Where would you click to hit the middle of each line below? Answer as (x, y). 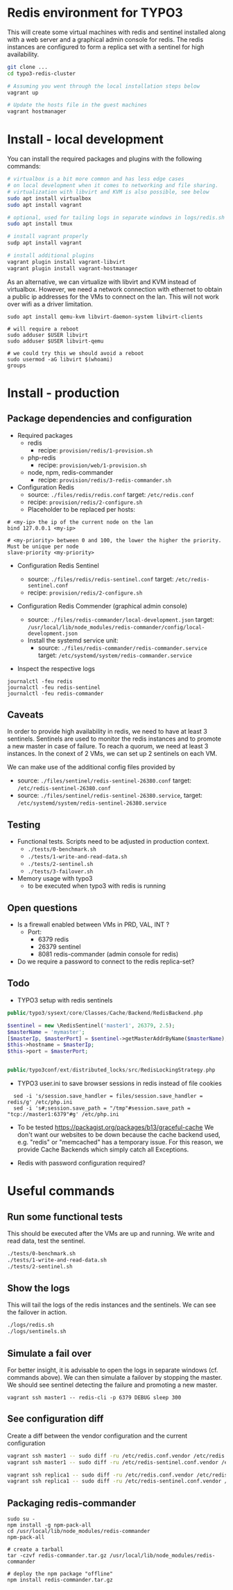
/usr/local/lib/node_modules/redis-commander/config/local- (116, 627)
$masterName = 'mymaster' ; (46, 1032)
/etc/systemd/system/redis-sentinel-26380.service (92, 803)
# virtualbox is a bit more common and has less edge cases (96, 179)
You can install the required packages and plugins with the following (105, 159)
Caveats (25, 715)
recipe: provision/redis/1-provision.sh (95, 450)
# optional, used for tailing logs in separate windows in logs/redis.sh (116, 217)
